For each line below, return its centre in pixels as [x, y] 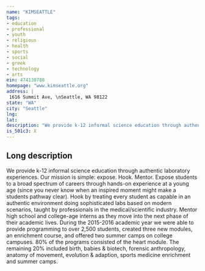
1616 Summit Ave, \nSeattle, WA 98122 [58, 97]
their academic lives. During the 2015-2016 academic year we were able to [100, 222]
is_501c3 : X [21, 131]
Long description [39, 156]
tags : [13, 18]
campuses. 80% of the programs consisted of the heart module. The [93, 242]
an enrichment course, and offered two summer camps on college [89, 235]
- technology [23, 69]
